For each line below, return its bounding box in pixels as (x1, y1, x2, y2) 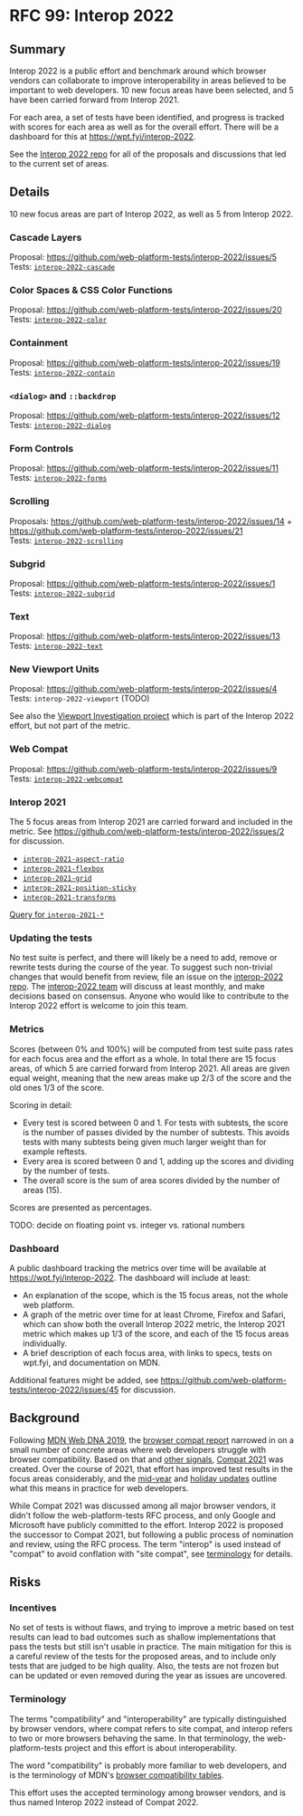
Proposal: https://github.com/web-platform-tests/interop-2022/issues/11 (9, 463, 279, 473)
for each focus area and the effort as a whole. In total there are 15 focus (9, 1053, 277, 1064)
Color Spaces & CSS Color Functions (9, 284, 174, 297)
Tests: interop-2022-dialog (9, 420, 111, 430)
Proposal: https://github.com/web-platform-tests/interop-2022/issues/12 (9, 410, 280, 421)
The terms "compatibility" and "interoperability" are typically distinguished (9, 1713, 287, 1725)
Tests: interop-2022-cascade (9, 262, 116, 272)
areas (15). (22, 1184, 62, 1195)
